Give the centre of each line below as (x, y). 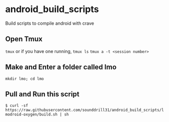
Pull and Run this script (43, 94)
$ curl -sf (17, 106)
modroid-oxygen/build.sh (31, 114)
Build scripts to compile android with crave (50, 23)
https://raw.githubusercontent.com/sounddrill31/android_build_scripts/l (85, 110)
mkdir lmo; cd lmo (25, 79)
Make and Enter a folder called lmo (61, 67)
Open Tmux (24, 39)
